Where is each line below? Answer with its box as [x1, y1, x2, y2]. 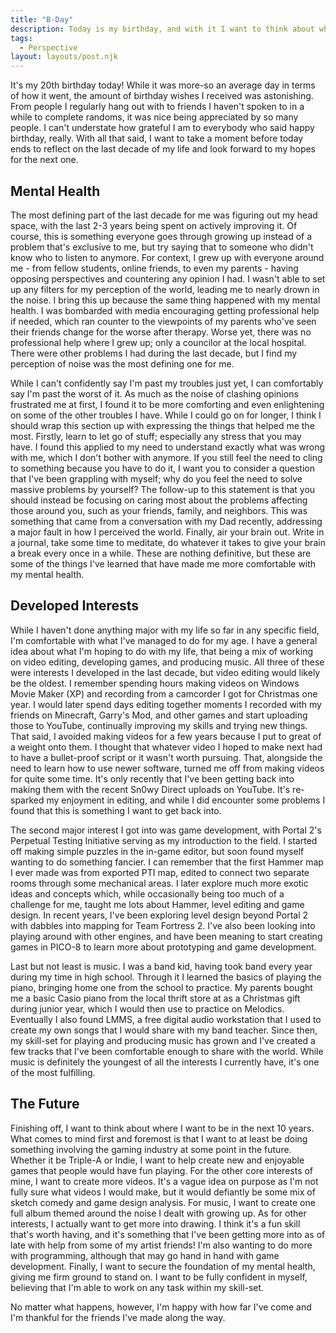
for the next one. [10, 154, 79, 166]
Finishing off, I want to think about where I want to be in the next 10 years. [10, 1122, 315, 1134]
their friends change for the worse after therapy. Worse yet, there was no [10, 326, 312, 338]
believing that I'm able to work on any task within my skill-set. [10, 1281, 265, 1293]
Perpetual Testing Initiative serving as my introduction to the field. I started [10, 834, 318, 846]
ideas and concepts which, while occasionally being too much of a [10, 887, 285, 900]
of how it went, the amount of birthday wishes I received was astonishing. [10, 90, 314, 102]
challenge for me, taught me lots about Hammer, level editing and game [10, 898, 305, 910]
